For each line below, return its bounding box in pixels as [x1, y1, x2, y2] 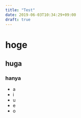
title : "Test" [5, 7, 36, 13]
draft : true [5, 17, 31, 22]
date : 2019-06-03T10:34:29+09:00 [5, 12, 76, 17]
